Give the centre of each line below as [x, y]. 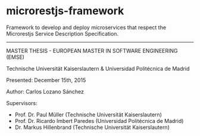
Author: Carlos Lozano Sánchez [45, 91]
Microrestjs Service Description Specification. [62, 33]
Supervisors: [22, 103]
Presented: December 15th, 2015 [46, 80]
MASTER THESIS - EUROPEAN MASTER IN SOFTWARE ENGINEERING [92, 50]
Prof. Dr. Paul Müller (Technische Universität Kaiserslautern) [88, 115]
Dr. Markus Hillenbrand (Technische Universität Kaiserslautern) [92, 127]
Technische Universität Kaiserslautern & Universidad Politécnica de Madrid [98, 68]
